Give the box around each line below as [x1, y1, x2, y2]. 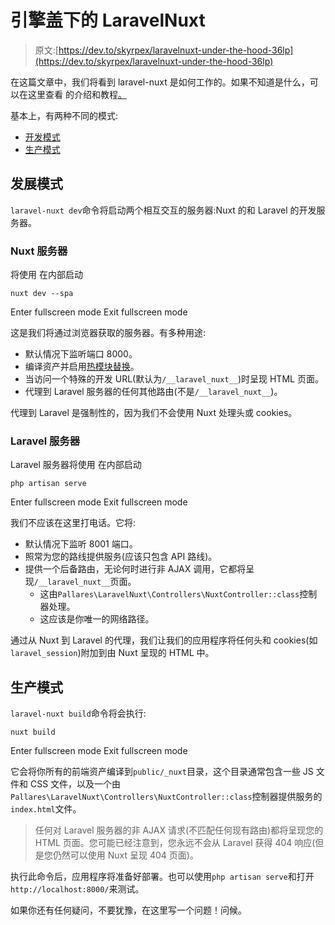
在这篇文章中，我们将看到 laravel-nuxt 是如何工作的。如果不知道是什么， [10, 76, 310, 88]
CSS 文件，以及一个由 [29, 778, 122, 790]
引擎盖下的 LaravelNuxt [10, 9, 206, 32]
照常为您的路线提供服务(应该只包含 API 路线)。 [24, 551, 218, 563]
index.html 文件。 [10, 803, 82, 815]
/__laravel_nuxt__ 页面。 [33, 576, 137, 588]
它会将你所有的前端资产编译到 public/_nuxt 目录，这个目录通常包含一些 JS [10, 766, 314, 778]
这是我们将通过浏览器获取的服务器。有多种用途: [10, 327, 207, 339]
